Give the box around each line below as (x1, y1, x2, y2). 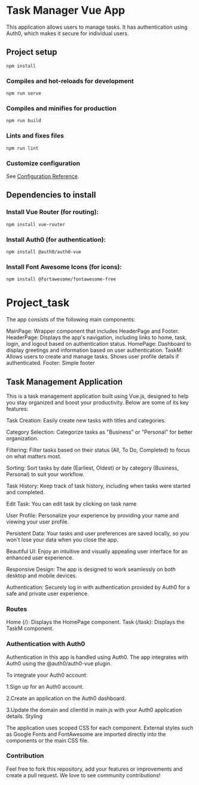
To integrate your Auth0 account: (6, 671, 88, 678)
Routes (6, 605, 27, 613)
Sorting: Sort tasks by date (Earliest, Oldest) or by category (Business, (6, 464, 179, 471)
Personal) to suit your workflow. (6, 470, 85, 477)
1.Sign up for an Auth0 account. (6, 683, 84, 690)
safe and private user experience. (6, 590, 90, 597)
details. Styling (6, 713, 43, 720)
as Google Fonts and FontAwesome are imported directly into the (6, 731, 166, 738)
